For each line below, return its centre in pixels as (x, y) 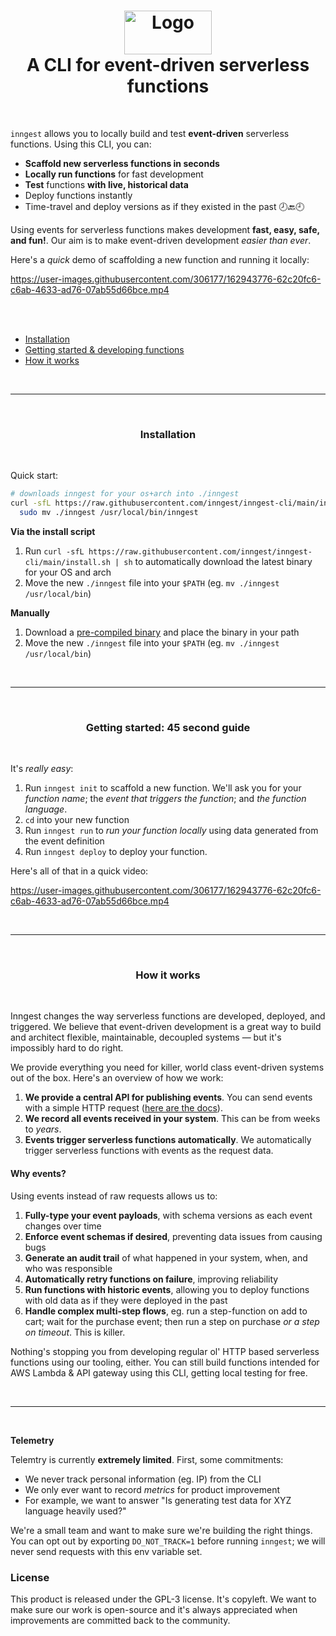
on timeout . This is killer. (75, 1332)
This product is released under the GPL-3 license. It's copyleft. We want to (163, 1599)
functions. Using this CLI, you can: (81, 144)
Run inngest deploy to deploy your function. (116, 852)
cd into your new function (77, 820)
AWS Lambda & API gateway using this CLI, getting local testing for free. (159, 1372)
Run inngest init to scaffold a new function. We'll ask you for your (163, 788)
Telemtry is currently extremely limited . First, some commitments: (147, 1459)
